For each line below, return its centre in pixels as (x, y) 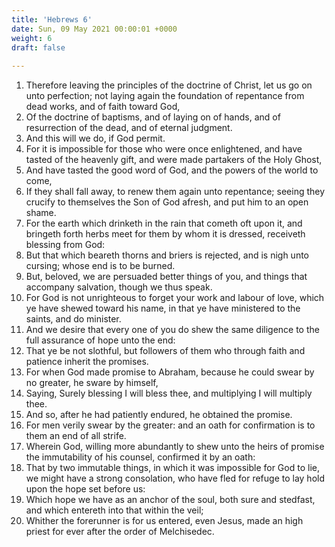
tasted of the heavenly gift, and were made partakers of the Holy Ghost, (174, 160)
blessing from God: (65, 245)
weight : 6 (32, 38)
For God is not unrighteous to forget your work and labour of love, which (175, 298)
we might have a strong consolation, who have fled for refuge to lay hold (175, 478)
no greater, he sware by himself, (92, 383)
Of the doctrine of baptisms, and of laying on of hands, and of (153, 117)
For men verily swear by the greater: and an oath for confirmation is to (170, 425)
